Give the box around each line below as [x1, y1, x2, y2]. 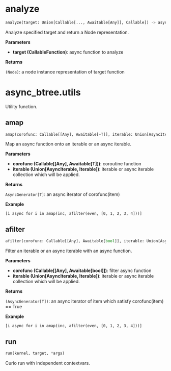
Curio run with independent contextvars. [5, 360, 91, 366]
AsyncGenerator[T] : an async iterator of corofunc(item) [5, 191, 120, 197]
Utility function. [5, 103, 38, 110]
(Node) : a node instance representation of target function [5, 68, 125, 75]
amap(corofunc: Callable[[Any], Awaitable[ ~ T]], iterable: [5, 132, 133, 137]
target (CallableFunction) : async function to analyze [12, 49, 124, 55]
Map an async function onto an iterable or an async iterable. [5, 141, 131, 147]
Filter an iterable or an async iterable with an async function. [5, 248, 132, 254]
